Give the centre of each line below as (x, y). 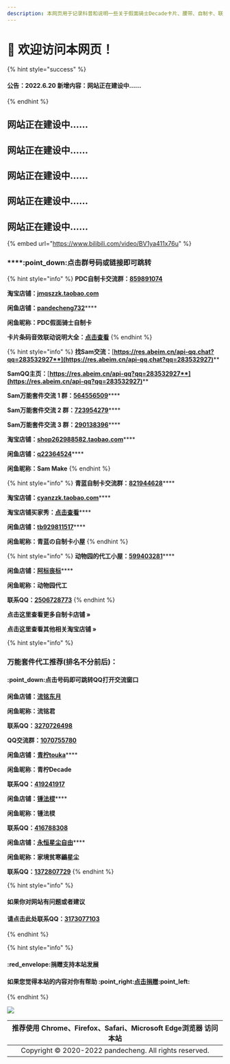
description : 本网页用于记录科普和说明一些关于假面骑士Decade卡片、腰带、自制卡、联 (115, 13)
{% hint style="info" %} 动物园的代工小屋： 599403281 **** (91, 556)
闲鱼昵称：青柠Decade (39, 769)
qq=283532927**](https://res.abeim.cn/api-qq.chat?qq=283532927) (110, 360)
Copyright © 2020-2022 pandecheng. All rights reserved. (115, 1050)
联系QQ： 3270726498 (40, 725)
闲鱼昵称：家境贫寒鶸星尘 (43, 857)
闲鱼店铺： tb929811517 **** (47, 527)
